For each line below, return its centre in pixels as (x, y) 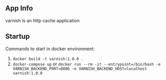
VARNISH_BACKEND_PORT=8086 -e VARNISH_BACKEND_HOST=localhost (80, 69)
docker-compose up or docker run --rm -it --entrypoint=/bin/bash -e (87, 64)
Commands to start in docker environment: (50, 49)
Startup (18, 37)
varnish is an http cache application (42, 20)
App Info (19, 8)
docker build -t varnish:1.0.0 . (48, 59)
